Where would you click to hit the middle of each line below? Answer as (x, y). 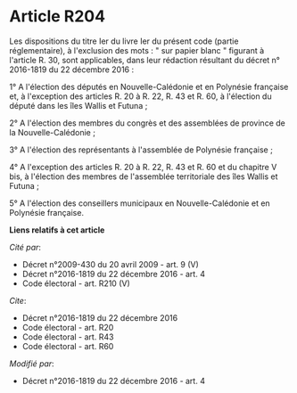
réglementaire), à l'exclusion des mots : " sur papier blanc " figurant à (137, 50)
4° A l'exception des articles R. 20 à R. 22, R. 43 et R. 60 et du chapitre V (143, 167)
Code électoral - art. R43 (68, 337)
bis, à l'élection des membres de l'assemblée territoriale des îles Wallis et (144, 176)
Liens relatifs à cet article (57, 230)
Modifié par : (32, 364)
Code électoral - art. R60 (68, 346)
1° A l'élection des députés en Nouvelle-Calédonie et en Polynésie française (149, 86)
